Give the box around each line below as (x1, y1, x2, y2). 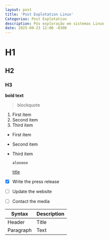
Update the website (12, 189, 53, 195)
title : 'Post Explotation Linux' (5, 12, 74, 17)
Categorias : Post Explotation (5, 16, 67, 21)
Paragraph (7, 227, 32, 234)
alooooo (12, 160, 28, 165)
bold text (5, 92, 24, 98)
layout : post (5, 7, 32, 12)
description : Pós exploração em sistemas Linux (5, 21, 105, 26)
